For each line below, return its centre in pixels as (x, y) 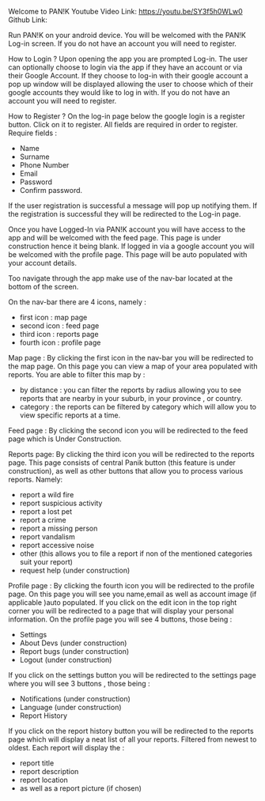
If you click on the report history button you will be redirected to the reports (131, 731)
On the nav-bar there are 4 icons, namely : (77, 302)
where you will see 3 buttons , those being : (79, 684)
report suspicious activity (61, 503)
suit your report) (46, 562)
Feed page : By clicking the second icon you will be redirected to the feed (128, 431)
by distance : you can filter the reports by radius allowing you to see (130, 390)
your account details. (43, 263)
